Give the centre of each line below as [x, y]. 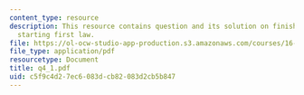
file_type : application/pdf [62, 52]
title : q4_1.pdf [40, 69]
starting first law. [56, 34]
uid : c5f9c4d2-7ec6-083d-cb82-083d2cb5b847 [93, 77]
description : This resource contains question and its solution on [139, 26]
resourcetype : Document [54, 60]
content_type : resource [54, 18]
